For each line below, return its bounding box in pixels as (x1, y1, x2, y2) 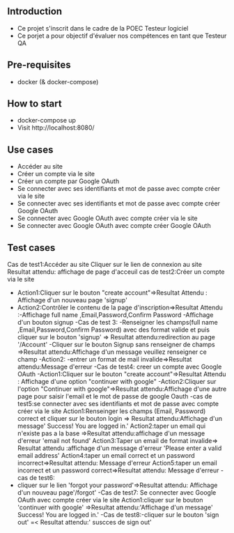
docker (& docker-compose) (17, 77, 99, 86)
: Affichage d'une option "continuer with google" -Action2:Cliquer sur (17, 378, 217, 386)
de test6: (29, 474, 56, 482)
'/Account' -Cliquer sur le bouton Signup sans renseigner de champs (17, 341, 215, 349)
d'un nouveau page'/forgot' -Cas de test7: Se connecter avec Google (17, 488, 217, 497)
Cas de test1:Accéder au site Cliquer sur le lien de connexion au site (7, 261, 202, 269)
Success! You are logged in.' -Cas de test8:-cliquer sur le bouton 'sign (17, 511, 219, 519)
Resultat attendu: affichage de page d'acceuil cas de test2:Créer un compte (7, 268, 225, 276)
